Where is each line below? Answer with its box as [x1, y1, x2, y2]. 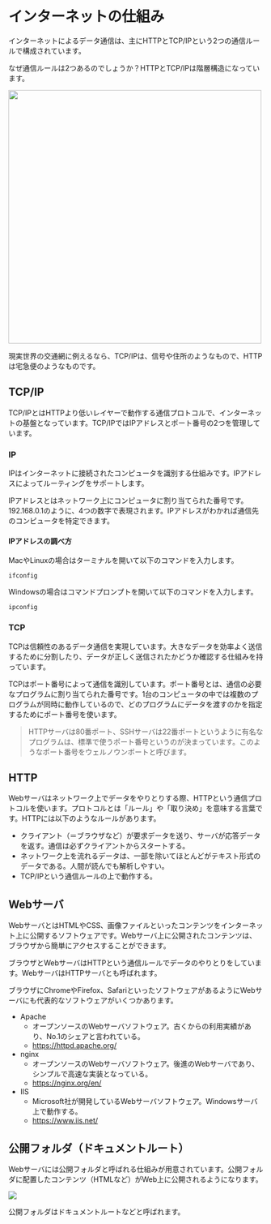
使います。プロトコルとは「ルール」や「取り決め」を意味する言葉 [36, 804, 256, 814]
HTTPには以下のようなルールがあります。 [21, 814, 161, 823]
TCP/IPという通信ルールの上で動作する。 [19, 871, 158, 881]
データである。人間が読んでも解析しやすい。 [19, 861, 169, 871]
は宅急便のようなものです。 [8, 361, 100, 371]
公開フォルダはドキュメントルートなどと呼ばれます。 [8, 1206, 185, 1217]
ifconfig [8, 572, 38, 580]
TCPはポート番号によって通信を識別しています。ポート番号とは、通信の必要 [8, 679, 262, 689]
